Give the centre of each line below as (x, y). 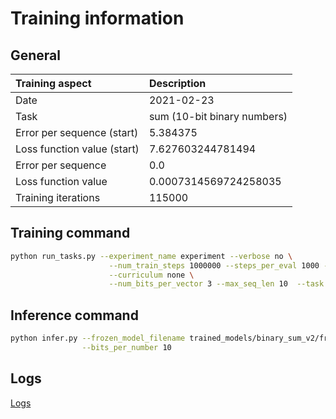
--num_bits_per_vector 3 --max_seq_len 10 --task (216, 284)
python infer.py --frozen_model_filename (98, 338)
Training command (70, 233)
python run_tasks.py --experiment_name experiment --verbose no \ (151, 256)
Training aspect (53, 83)
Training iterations (58, 197)
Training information (97, 18)
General (36, 55)
